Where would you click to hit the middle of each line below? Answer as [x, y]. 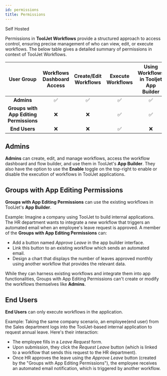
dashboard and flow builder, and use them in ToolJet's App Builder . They [80, 164]
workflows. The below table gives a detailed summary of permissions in [79, 49]
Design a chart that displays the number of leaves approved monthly [83, 259]
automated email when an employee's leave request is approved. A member [83, 228]
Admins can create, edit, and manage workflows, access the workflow [78, 158]
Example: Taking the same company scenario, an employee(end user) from [82, 321]
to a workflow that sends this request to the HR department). [74, 352]
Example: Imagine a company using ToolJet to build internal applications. [80, 217]
